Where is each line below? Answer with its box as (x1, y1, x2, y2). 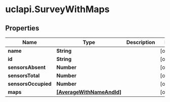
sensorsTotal (8, 72, 40, 79)
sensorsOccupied (8, 80, 52, 87)
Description (126, 39, 155, 46)
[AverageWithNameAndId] (56, 89, 121, 95)
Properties (5, 24, 39, 32)
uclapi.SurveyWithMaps (5, 4, 110, 15)
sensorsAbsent (8, 64, 46, 71)
